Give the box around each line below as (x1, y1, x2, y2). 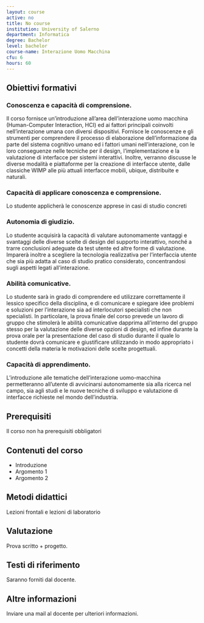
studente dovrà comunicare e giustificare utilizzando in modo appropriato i (6, 338, 194, 346)
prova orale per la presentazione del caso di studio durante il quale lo (6, 332, 180, 340)
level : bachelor (6, 43, 47, 49)
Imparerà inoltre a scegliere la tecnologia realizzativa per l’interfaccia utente (6, 251, 197, 258)
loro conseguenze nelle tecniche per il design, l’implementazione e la (6, 147, 180, 155)
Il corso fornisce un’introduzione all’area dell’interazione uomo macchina (6, 115, 188, 122)
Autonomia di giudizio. (6, 217, 75, 226)
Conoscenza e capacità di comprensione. (6, 101, 132, 109)
